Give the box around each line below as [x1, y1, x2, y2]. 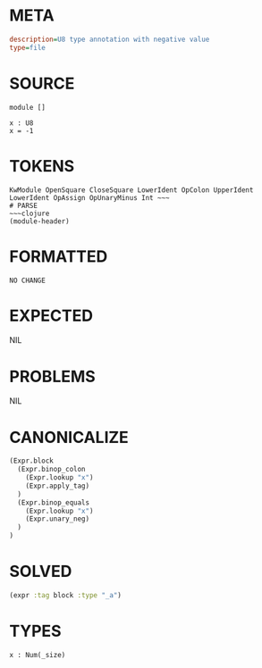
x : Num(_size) [9, 650, 66, 659]
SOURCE [9, 73, 75, 94]
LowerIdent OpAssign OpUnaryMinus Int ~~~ [9, 193, 170, 202]
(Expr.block [9, 456, 54, 465]
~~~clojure [9, 209, 50, 218]
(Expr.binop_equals [17, 497, 90, 507]
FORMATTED [9, 246, 108, 266]
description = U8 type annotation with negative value [9, 35, 210, 44]
